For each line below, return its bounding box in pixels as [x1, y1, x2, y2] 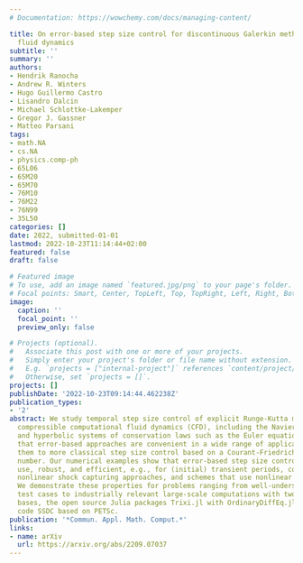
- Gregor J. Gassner [9, 114, 87, 123]
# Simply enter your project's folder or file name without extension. [9, 355, 293, 365]
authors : [9, 63, 42, 72]
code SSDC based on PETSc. [17, 506, 119, 515]
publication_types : [9, 398, 83, 407]
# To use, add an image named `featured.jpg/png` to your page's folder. [9, 281, 293, 290]
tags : [9, 130, 30, 140]
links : [9, 523, 34, 532]
